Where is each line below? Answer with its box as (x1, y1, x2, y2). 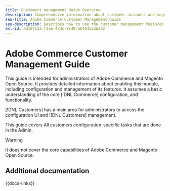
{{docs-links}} (5, 180, 35, 186)
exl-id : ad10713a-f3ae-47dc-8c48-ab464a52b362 (5, 26, 105, 31)
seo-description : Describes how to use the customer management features (5, 21, 164, 27)
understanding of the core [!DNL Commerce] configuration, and (5, 91, 138, 98)
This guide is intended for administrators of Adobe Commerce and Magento (5, 75, 163, 81)
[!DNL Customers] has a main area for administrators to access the (5, 107, 145, 113)
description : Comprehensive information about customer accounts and (5, 12, 155, 17)
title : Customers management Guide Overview (5, 7, 101, 13)
